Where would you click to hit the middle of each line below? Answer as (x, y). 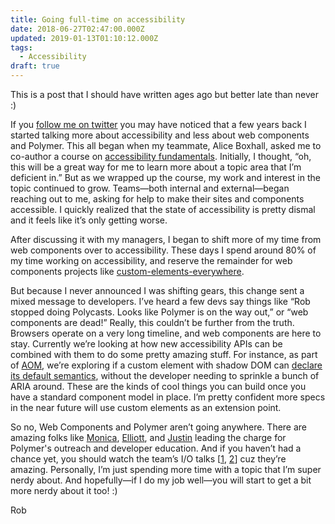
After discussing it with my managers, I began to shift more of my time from (166, 239)
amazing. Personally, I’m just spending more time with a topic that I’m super (166, 469)
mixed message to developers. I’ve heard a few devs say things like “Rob (160, 301)
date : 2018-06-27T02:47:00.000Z (77, 29)
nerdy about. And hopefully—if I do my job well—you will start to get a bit (161, 480)
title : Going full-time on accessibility (98, 19)
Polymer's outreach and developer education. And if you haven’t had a (156, 448)
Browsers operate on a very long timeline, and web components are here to (166, 333)
